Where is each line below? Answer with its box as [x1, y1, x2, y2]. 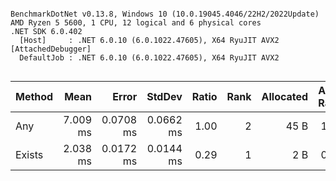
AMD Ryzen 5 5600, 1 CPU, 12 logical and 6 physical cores [10, 18, 262, 28]
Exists [15, 148, 44, 161]
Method [15, 90, 54, 103]
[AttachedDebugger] [10, 44, 92, 54]
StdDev [146, 90, 183, 103]
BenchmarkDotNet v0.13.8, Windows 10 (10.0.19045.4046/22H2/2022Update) [10, 9, 320, 19]
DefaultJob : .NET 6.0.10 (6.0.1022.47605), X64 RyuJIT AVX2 [19, 53, 280, 63]
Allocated [261, 90, 309, 103]
